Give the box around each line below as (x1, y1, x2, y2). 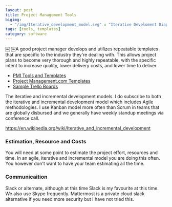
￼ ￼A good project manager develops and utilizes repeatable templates (5, 46, 159, 52)
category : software (5, 31, 47, 36)
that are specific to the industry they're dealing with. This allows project (5, 52, 157, 58)
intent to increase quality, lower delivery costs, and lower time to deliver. (5, 63, 158, 68)
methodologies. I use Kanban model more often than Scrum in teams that (5, 104, 160, 110)
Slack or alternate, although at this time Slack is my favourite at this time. (5, 185, 159, 191)
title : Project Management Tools (5, 12, 77, 17)
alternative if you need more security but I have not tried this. (5, 196, 134, 202)
